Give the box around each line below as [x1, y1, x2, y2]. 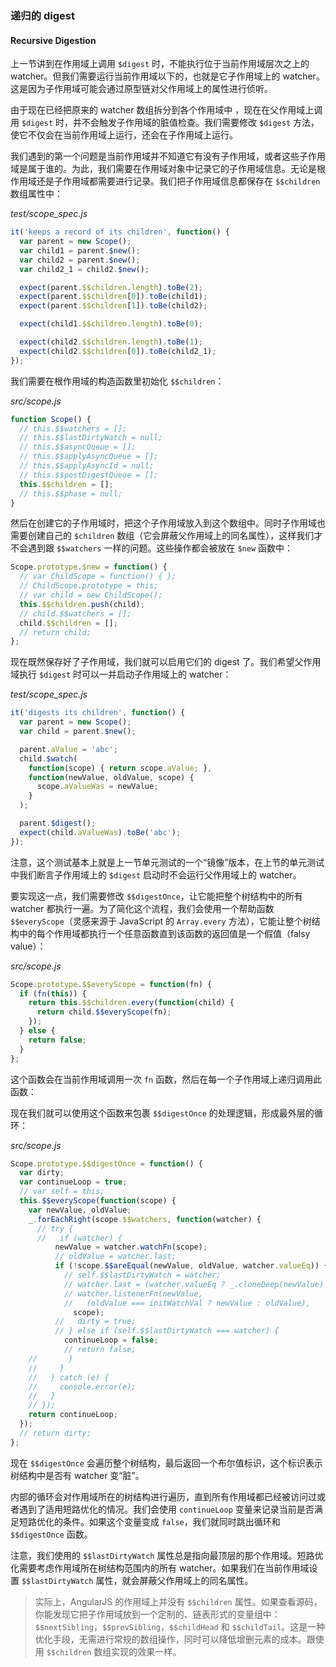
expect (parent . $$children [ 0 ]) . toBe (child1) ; [19, 292, 208, 302]
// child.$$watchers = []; [19, 608, 132, 619]
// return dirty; [19, 1428, 92, 1438]
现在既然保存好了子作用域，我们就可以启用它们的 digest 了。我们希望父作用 [10, 656, 322, 668]
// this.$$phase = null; [19, 488, 123, 499]
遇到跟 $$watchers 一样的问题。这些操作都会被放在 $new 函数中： [27, 542, 293, 554]
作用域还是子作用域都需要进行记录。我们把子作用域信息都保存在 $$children [10, 175, 321, 187]
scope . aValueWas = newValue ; [36, 782, 159, 792]
